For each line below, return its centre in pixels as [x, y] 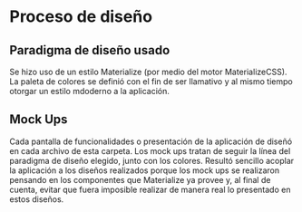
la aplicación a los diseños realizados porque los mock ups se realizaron [144, 170]
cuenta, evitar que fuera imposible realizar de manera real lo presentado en [150, 189]
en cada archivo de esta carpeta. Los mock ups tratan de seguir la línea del [150, 150]
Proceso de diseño [81, 17]
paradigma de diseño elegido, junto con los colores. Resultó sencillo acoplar [152, 160]
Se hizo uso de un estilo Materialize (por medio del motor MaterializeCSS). [148, 72]
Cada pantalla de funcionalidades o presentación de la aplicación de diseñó [151, 141]
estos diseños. [37, 199]
